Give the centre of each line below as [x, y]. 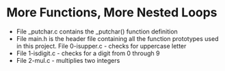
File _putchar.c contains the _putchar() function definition [97, 31]
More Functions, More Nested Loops [112, 13]
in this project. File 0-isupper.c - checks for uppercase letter [101, 46]
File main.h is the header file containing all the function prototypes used [117, 38]
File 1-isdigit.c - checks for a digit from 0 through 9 [88, 53]
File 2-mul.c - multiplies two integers [68, 60]
